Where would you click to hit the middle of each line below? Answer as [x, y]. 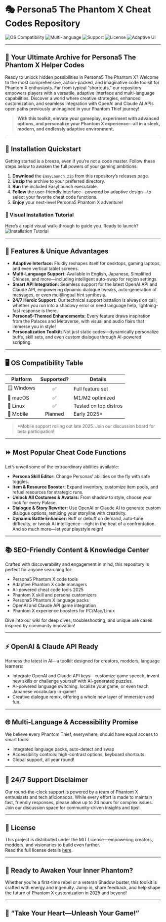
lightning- [148, 305]
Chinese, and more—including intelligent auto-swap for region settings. [85, 279]
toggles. [21, 482]
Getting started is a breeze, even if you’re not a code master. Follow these [80, 161]
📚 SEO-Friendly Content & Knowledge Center [77, 550]
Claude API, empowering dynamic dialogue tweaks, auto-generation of [84, 289]
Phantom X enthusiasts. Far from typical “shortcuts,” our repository [73, 88]
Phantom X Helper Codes [45, 65]
